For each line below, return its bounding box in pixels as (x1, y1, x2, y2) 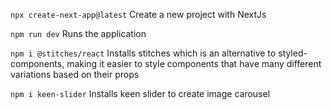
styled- (278, 47, 308, 59)
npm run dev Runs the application (10, 28, 147, 39)
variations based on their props (10, 69, 140, 80)
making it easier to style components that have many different (66, 58, 322, 69)
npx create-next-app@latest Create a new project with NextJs (10, 9, 267, 20)
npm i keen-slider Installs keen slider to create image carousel (10, 88, 271, 99)
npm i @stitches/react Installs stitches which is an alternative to (10, 47, 277, 59)
